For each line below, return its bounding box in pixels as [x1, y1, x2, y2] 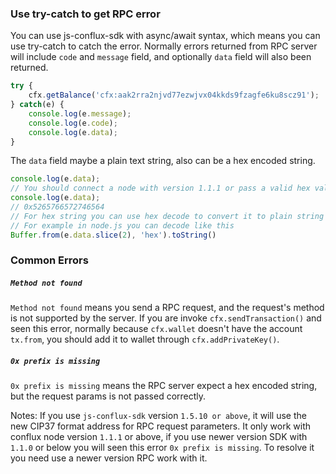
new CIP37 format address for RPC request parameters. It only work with [10, 420, 312, 432]
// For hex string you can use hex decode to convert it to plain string [10, 211, 325, 221]
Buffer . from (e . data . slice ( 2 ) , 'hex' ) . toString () [10, 230, 217, 240]
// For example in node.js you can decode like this [10, 220, 235, 231]
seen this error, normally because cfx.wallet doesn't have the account [10, 323, 303, 335]
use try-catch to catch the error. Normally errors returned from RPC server [10, 40, 318, 52]
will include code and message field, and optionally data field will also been [10, 51, 312, 63]
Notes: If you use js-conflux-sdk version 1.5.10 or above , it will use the [10, 410, 307, 422]
